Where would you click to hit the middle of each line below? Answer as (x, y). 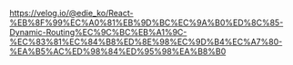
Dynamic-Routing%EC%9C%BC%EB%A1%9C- (98, 32)
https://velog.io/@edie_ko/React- (71, 13)
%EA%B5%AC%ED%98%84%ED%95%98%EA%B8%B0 (118, 51)
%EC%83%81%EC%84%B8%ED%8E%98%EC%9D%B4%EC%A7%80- (146, 42)
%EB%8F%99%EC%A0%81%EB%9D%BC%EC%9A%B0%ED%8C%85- (146, 23)
